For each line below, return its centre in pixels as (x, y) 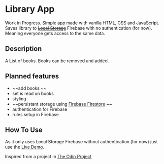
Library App (30, 9)
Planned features (32, 76)
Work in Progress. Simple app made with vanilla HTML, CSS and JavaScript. (82, 23)
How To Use (24, 130)
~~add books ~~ (29, 88)
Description (23, 49)
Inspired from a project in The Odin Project (49, 157)
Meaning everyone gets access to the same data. (55, 33)
